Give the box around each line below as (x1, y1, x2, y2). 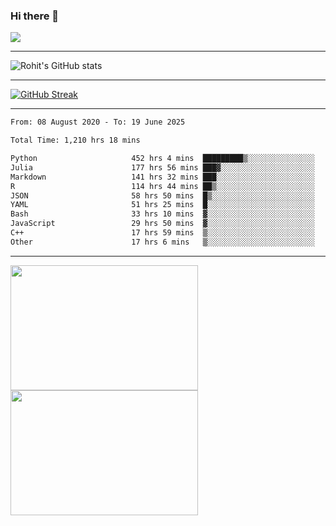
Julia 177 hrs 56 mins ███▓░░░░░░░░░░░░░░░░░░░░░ (10, 162, 315, 173)
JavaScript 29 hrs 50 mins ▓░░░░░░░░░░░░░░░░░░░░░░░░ (10, 219, 315, 229)
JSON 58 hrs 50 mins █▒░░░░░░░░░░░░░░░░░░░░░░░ (10, 190, 315, 201)
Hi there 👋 (10, 9, 60, 23)
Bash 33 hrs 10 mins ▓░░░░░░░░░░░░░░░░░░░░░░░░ (10, 209, 315, 219)
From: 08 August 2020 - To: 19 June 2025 (10, 117, 186, 128)
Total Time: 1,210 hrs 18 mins (10, 135, 141, 146)
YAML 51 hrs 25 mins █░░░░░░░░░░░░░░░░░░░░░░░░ (10, 200, 315, 210)
